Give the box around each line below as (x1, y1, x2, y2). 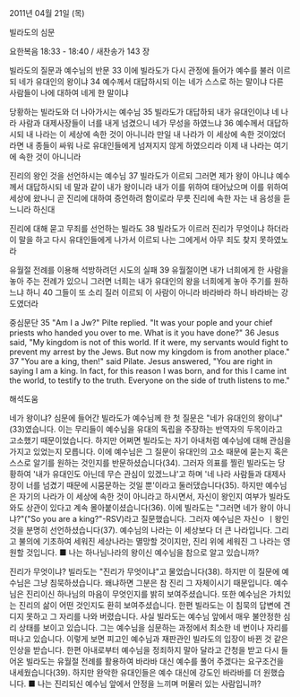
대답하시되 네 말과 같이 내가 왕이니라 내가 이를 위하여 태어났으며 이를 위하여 (25, 182, 289, 192)
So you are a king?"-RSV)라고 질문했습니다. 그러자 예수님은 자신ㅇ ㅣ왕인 (30, 514, 289, 524)
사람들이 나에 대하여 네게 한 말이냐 (9, 88, 129, 98)
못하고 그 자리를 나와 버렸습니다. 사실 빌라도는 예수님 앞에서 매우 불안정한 (25, 611, 282, 622)
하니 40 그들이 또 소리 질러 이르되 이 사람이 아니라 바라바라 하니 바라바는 (25, 287, 279, 298)
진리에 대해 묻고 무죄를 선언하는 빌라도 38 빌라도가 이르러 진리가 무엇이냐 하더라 (9, 223, 289, 233)
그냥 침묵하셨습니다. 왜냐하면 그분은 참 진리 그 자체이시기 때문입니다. (32, 578, 272, 588)
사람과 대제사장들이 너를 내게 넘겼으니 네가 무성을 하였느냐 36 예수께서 (18, 118, 265, 128)
